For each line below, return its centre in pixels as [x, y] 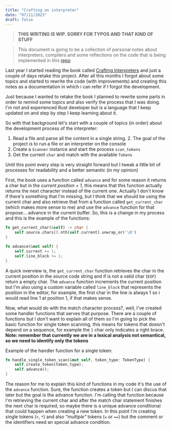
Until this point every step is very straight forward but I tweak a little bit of [83, 165]
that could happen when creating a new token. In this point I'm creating [81, 411]
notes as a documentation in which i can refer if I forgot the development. [83, 87]
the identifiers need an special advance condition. [58, 422]
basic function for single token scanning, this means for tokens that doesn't [85, 324]
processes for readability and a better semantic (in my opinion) [72, 170]
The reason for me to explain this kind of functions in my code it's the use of [86, 384]
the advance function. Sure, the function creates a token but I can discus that [86, 389]
